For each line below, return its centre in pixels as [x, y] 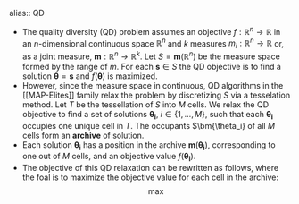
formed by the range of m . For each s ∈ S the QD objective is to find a [151, 66]
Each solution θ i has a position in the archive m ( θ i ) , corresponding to [149, 145]
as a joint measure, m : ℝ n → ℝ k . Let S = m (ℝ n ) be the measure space [151, 55]
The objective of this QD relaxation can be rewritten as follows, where [150, 168]
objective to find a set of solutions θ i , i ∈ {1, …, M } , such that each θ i [148, 115]
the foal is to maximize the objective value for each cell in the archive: [150, 177]
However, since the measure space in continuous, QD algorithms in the [153, 85]
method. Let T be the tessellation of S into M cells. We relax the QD [145, 104]
